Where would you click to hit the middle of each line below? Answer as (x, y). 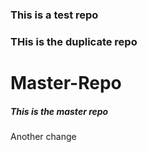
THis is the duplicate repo (74, 41)
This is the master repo (59, 111)
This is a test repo (54, 15)
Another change (43, 136)
